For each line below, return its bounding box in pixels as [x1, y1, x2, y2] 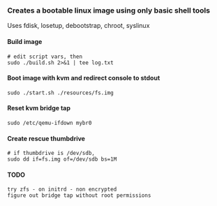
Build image [7, 37, 43, 45]
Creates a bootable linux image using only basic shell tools [7, 6, 211, 15]
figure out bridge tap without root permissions [7, 192, 151, 199]
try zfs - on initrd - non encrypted [7, 186, 117, 193]
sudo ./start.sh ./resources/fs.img [7, 89, 114, 96]
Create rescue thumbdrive [7, 134, 86, 142]
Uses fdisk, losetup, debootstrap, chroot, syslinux [7, 22, 150, 30]
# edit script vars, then [7, 53, 82, 60]
